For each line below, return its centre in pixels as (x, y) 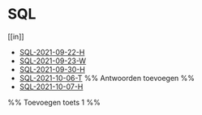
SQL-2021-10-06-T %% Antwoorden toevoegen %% (107, 78)
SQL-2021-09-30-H (52, 69)
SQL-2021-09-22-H (52, 52)
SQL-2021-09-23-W (53, 61)
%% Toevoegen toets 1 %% (54, 102)
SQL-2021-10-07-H (51, 87)
